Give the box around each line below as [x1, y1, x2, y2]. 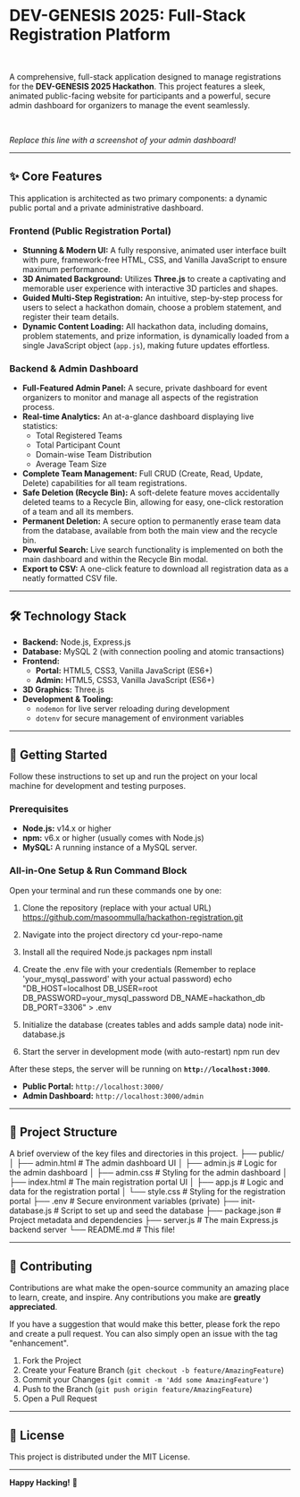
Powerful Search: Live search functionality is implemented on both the [21, 544, 284, 555]
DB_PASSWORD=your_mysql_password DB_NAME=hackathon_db [21, 992, 266, 1003]
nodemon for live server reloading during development [35, 704, 230, 714]
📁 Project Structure [9, 1125, 118, 1140]
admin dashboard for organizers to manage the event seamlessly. [9, 99, 251, 110]
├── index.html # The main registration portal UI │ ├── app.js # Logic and [9, 1176, 284, 1187]
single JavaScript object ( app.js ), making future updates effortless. [21, 340, 271, 351]
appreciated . [9, 1302, 58, 1313]
